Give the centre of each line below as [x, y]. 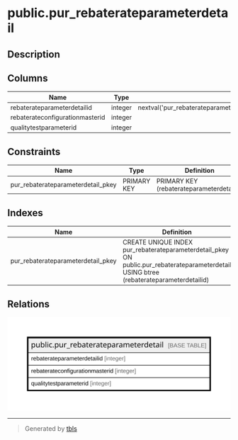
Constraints [34, 151]
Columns [28, 78]
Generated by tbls [51, 429]
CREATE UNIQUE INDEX [158, 242]
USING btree [141, 272]
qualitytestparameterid [44, 127]
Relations [29, 304]
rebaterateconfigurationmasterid [58, 118]
